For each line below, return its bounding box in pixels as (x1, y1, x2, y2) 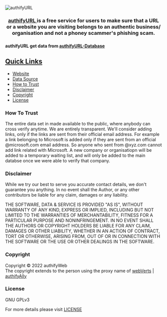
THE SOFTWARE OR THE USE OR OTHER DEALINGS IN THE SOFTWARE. (5, 239, 155, 245)
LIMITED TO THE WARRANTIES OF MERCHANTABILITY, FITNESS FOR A (5, 212, 153, 218)
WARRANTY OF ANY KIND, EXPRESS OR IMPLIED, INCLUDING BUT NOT (5, 207, 154, 213)
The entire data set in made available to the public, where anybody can (5, 120, 151, 126)
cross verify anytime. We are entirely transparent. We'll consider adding (5, 126, 152, 132)
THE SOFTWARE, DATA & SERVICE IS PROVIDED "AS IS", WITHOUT (5, 202, 143, 208)
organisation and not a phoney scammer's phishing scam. (11, 29, 156, 36)
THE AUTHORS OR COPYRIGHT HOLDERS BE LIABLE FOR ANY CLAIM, (5, 223, 151, 229)
